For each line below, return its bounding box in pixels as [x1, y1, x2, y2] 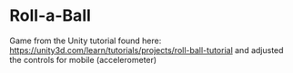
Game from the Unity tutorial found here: [9, 35, 162, 46]
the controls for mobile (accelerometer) [9, 54, 157, 65]
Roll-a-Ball [9, 5, 91, 26]
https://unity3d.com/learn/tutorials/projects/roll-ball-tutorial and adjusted [9, 44, 284, 55]
